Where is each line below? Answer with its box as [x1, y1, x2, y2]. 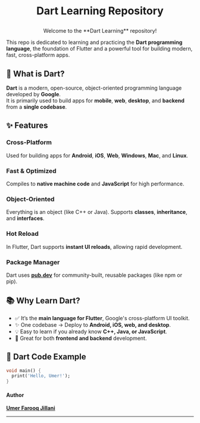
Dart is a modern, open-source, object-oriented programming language [6, 84, 182, 91]
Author [6, 391, 24, 399]
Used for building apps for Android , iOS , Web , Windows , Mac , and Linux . [6, 151, 189, 159]
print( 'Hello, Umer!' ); [11, 373, 70, 379]
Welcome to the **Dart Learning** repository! [43, 27, 157, 34]
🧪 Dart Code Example [6, 352, 86, 362]
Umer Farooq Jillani [6, 405, 55, 412]
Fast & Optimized [6, 166, 57, 175]
